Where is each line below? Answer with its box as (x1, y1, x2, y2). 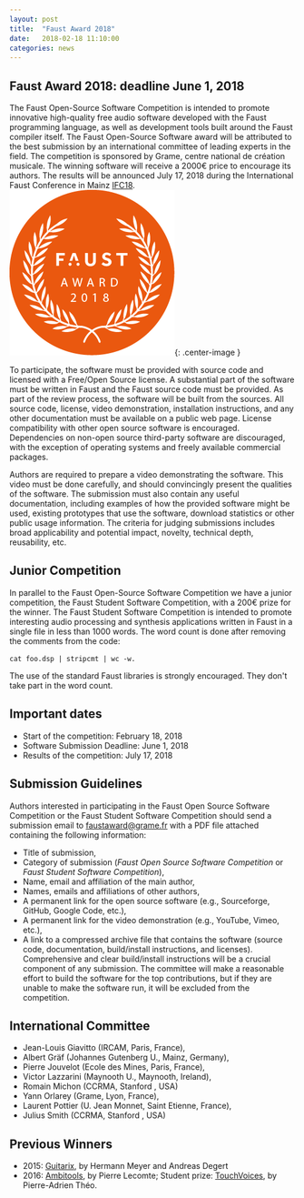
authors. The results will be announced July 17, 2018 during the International (9, 170, 294, 181)
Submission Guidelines (9, 776, 143, 791)
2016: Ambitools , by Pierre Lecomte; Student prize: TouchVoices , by (22, 1170, 278, 1182)
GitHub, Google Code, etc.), (22, 905, 127, 916)
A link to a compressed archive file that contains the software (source (22, 933, 283, 945)
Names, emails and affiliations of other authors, (22, 885, 200, 896)
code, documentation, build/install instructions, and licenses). (22, 943, 253, 954)
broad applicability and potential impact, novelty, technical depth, (9, 528, 254, 539)
